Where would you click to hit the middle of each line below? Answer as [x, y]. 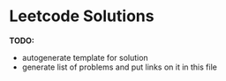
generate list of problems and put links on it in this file [120, 67]
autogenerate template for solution [85, 57]
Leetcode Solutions [82, 16]
